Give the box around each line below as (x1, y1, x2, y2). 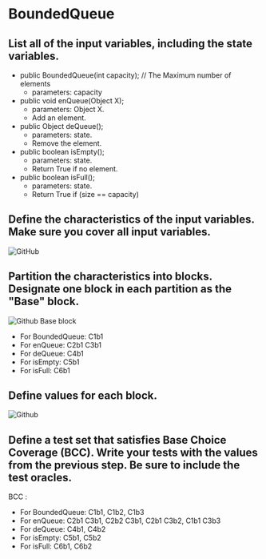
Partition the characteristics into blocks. (8, 270, 213, 284)
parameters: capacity (31, 87, 102, 97)
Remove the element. (31, 139, 102, 148)
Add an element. (31, 113, 86, 123)
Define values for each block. (8, 389, 158, 403)
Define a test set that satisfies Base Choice (8, 433, 227, 447)
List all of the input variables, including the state (8, 37, 253, 50)
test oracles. (8, 470, 73, 485)
